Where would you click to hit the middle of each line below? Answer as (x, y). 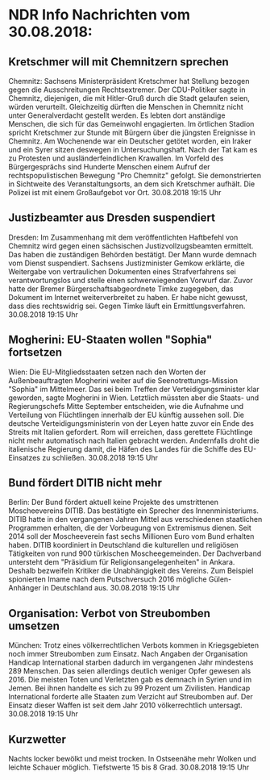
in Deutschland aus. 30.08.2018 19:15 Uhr (112, 588)
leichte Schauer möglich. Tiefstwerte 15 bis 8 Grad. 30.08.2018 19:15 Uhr (129, 767)
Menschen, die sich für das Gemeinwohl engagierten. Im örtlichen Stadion (131, 124)
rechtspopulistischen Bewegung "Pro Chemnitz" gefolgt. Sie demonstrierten (135, 175)
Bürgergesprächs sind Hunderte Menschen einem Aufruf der (110, 167)
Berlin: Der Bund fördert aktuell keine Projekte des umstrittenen (114, 503)
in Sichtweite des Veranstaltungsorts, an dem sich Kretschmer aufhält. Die (132, 184)
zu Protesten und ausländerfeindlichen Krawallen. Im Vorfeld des (116, 158)
